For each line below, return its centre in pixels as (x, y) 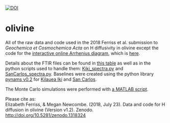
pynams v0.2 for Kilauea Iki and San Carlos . (51, 79)
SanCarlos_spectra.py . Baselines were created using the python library (80, 74)
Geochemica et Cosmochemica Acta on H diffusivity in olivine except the (82, 48)
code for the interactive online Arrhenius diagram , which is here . (73, 53)
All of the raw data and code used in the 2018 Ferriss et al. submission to (81, 42)
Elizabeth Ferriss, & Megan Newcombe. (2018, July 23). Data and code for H (85, 104)
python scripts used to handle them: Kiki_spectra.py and (64, 68)
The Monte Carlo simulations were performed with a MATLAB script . (77, 89)
